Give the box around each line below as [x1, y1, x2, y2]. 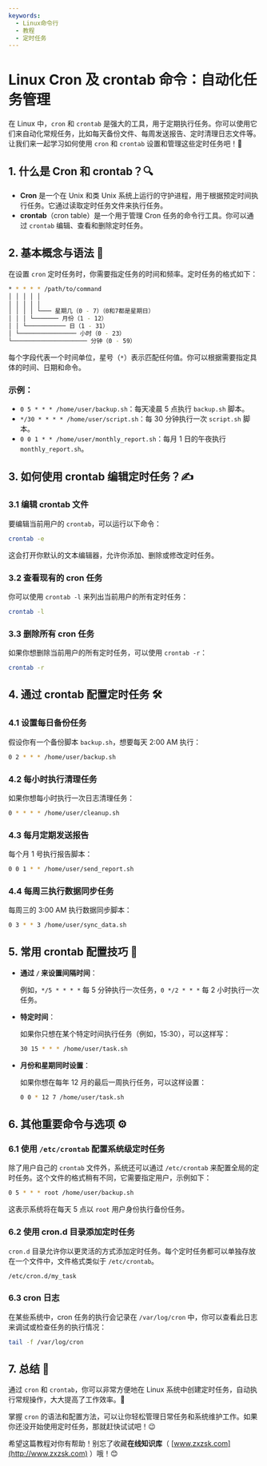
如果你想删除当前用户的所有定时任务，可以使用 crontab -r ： [8, 648, 208, 658]
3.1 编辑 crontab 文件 [8, 499, 90, 510]
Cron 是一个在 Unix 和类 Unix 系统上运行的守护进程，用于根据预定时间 [19, 191, 252, 200]
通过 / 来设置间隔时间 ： [19, 968, 98, 978]
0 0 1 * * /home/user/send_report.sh [8, 865, 134, 874]
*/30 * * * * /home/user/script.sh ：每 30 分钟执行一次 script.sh [19, 414, 241, 424]
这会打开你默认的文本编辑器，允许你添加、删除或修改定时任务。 [8, 550, 218, 560]
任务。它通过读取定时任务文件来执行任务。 [26, 201, 168, 210]
